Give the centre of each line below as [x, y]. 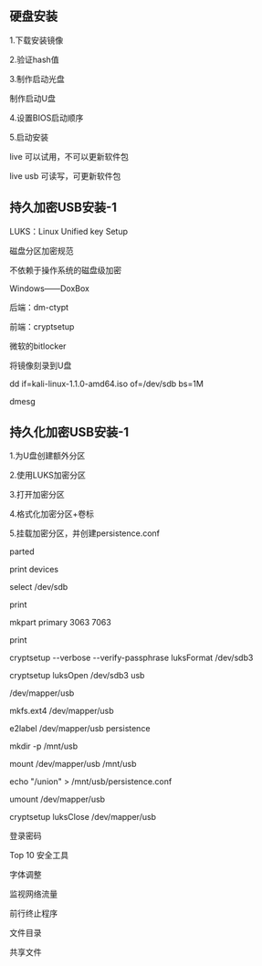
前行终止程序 [33, 913]
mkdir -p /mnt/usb [44, 746]
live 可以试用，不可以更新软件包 [69, 156]
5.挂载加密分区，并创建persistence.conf [85, 533]
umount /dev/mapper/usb [58, 799]
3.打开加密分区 [37, 495]
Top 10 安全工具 [39, 856]
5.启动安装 [29, 137]
